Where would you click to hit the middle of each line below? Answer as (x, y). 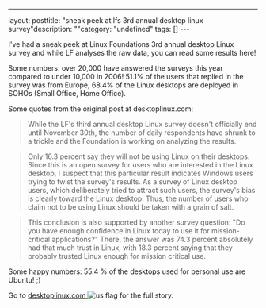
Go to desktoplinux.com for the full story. (91, 295)
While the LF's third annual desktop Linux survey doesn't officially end (142, 124)
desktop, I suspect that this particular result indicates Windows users (140, 173)
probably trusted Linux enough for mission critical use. (116, 256)
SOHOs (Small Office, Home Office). (67, 93)
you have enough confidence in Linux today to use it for (118, 231)
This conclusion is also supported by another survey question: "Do (136, 222)
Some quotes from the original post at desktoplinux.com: (101, 109)
